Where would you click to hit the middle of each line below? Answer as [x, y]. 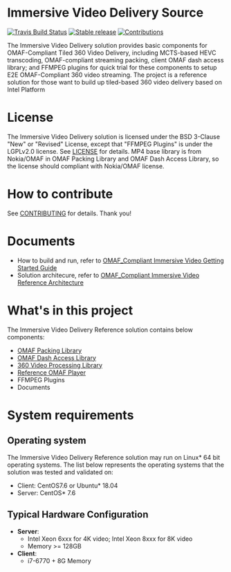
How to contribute [60, 194]
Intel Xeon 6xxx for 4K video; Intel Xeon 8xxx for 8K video [110, 539]
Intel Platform [26, 89]
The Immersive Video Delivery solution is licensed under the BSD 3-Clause [113, 136]
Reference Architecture [50, 283]
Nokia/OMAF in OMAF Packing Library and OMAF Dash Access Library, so [113, 159]
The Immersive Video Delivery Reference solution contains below [100, 330]
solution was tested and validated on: [61, 472]
